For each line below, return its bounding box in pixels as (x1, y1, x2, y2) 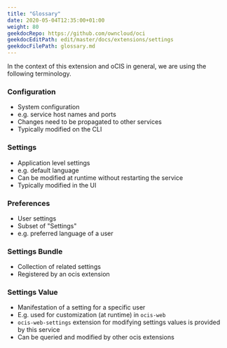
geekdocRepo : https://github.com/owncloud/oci (7, 29, 146, 37)
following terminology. (7, 69, 71, 78)
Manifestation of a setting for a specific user (17, 303, 146, 312)
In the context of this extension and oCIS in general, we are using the (7, 62, 207, 70)
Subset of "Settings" (17, 221, 77, 230)
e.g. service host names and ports (17, 110, 117, 119)
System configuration (17, 103, 80, 111)
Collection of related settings (17, 263, 102, 271)
